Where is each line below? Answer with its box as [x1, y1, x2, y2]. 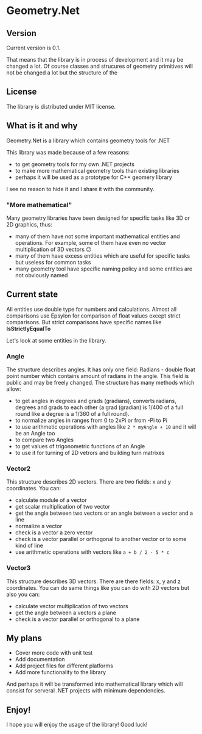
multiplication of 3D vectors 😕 [15, 245, 92, 253]
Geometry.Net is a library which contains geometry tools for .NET [6, 137, 170, 144]
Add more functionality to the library [15, 669, 106, 676]
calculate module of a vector [15, 496, 87, 504]
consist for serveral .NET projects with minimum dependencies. [6, 687, 165, 694]
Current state [6, 289, 58, 300]
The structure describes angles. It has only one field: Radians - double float [6, 366, 196, 373]
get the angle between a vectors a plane [15, 609, 117, 616]
